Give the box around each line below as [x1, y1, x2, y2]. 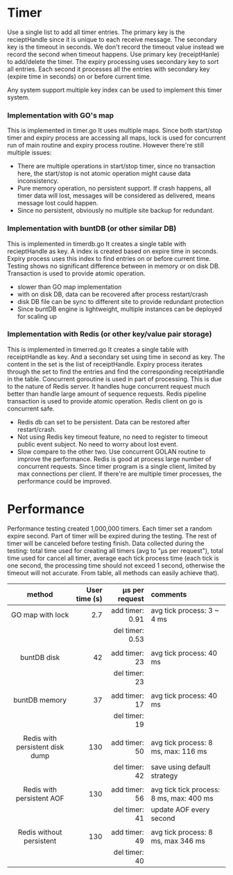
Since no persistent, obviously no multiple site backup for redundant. [17, 207, 215, 215]
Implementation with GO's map [7, 110, 114, 120]
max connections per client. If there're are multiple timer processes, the [17, 469, 222, 478]
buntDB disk [19, 652, 60, 662]
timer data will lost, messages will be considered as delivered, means [17, 191, 216, 200]
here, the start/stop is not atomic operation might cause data [17, 169, 191, 178]
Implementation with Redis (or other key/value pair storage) [7, 329, 212, 339]
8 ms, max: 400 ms [150, 793, 214, 803]
